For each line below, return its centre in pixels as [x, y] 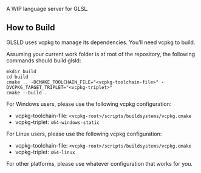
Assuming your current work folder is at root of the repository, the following [101, 54]
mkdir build [21, 71]
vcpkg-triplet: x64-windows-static [57, 122]
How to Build [31, 28]
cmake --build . [27, 93]
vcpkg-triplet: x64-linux [45, 152]
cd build [17, 77]
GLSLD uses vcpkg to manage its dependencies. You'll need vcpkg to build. [101, 42]
